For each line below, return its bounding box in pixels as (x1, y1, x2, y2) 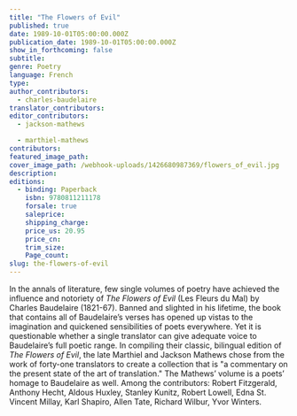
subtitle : (9, 54, 46, 63)
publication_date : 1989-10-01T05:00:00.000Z (9, 37, 176, 47)
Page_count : (25, 251, 69, 260)
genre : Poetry (9, 63, 62, 72)
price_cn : (25, 235, 62, 243)
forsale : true (25, 202, 77, 211)
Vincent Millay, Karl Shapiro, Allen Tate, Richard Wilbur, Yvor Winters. (9, 397, 262, 407)
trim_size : (25, 243, 66, 252)
